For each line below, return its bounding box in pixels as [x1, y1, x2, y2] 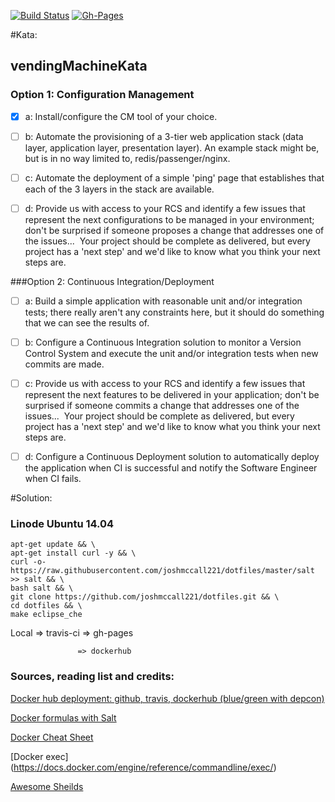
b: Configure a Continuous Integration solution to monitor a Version [24, 336, 302, 348]
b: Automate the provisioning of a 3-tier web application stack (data [24, 130, 304, 142]
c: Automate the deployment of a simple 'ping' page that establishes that [24, 171, 325, 184]
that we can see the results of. [24, 317, 150, 329]
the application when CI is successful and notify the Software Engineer [24, 462, 318, 474]
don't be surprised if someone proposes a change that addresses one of [24, 224, 325, 236]
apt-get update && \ [10, 540, 97, 550]
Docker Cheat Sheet [10, 731, 94, 743]
